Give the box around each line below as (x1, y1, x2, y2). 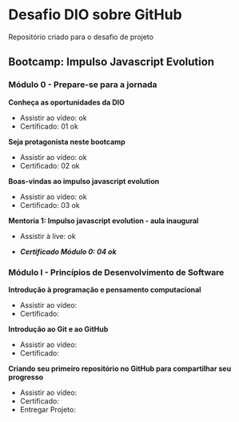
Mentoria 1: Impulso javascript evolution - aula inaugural (8, 216, 199, 225)
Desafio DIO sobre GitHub (8, 6, 182, 24)
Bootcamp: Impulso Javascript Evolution (8, 55, 214, 69)
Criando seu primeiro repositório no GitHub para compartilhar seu (8, 364, 232, 373)
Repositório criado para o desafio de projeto (8, 32, 154, 42)
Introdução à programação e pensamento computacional (8, 285, 201, 294)
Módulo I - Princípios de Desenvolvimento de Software (8, 266, 225, 277)
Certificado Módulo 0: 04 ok (19, 246, 118, 257)
